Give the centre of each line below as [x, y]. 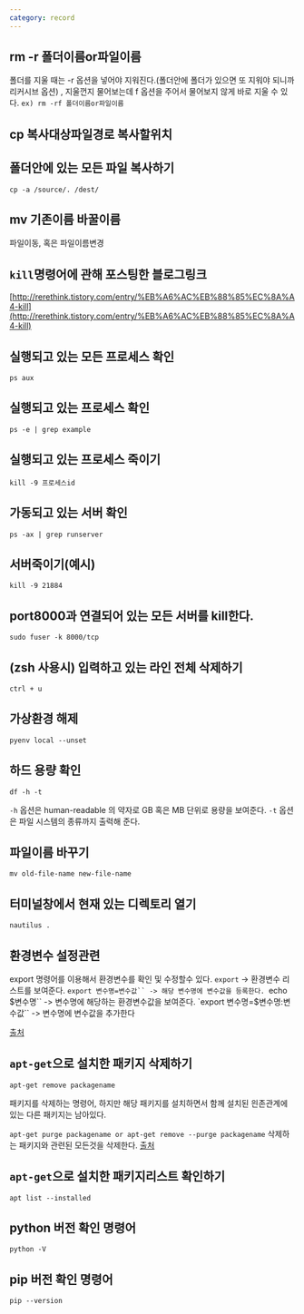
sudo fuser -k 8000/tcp [54, 637]
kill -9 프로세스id [42, 483]
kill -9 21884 [36, 586]
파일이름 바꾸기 [49, 853]
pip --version [36, 1301]
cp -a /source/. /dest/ [54, 190]
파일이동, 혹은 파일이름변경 [57, 243]
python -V [28, 1250]
